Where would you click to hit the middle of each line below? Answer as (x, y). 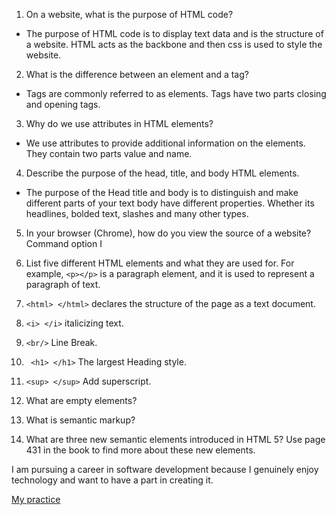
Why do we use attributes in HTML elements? (119, 123)
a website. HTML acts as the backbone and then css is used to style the (174, 44)
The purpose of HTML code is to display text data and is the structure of (174, 33)
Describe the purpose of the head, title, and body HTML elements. (162, 173)
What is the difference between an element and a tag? (137, 74)
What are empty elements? (81, 400)
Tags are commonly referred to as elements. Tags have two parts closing (176, 93)
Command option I (64, 243)
